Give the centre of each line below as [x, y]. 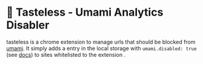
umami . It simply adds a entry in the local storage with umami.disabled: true [101, 48]
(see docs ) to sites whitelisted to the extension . [66, 54]
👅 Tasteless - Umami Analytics [85, 12]
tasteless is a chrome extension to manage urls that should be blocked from [101, 42]
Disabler [28, 25]
